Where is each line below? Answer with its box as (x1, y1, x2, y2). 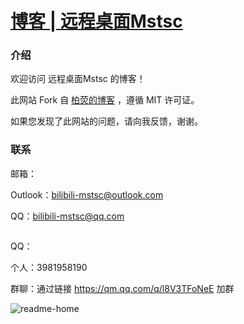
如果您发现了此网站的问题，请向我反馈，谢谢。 (10, 115, 203, 127)
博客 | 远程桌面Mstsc (10, 10, 183, 33)
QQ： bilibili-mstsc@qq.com (10, 210, 125, 222)
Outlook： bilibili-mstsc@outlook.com (10, 188, 164, 201)
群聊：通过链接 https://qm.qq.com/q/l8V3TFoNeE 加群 (10, 282, 235, 294)
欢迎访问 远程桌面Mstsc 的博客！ (10, 73, 146, 85)
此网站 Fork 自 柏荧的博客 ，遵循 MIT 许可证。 (10, 94, 200, 106)
